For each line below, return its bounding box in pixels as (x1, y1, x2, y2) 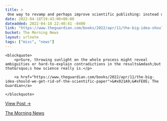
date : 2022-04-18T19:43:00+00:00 (5, 16, 75, 21)
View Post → (5, 100, 31, 106)
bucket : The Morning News (5, 30, 59, 35)
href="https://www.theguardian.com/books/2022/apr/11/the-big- (20, 75, 155, 80)
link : (5, 26, 16, 31)
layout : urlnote (5, 35, 39, 40)
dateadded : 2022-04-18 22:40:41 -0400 (5, 21, 85, 26)
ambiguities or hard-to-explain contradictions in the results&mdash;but (5, 61, 162, 67)
